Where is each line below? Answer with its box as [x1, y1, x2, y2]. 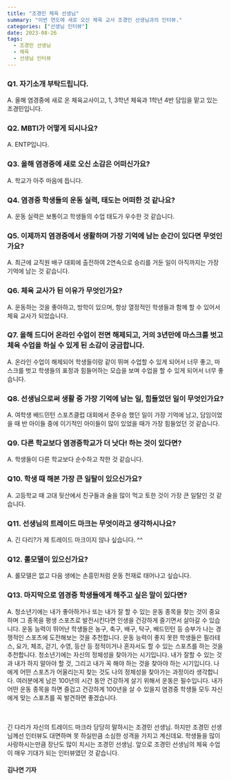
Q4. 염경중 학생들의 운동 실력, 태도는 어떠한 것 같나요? [7, 195, 176, 205]
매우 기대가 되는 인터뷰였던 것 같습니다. [14, 748, 119, 757]
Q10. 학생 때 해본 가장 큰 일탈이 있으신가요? [7, 474, 143, 484]
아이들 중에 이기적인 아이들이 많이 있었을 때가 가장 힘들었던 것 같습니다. [28, 420, 221, 428]
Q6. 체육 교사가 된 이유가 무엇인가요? [7, 286, 123, 296]
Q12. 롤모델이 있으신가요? [7, 554, 88, 564]
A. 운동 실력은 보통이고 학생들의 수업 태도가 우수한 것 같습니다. [7, 212, 175, 220]
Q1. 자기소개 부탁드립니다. [7, 79, 89, 88]
